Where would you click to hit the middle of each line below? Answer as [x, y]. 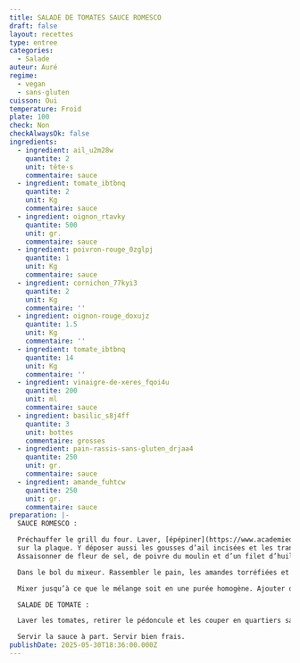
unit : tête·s [50, 167]
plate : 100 [29, 117]
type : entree [33, 42]
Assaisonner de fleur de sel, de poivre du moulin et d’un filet [142, 556]
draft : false [33, 26]
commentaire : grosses [65, 441]
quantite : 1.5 [51, 325]
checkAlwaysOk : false [50, 134]
